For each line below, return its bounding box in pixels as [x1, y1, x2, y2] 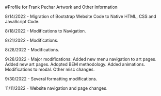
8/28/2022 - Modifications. [5, 47, 60, 52]
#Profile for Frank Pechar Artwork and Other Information [5, 4, 118, 10]
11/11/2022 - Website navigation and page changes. [5, 85, 108, 91]
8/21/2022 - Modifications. [5, 37, 59, 43]
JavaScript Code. [5, 19, 40, 24]
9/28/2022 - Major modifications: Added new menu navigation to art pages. [5, 56, 157, 62]
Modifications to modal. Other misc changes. [5, 66, 95, 72]
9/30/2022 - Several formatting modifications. [5, 76, 97, 81]
